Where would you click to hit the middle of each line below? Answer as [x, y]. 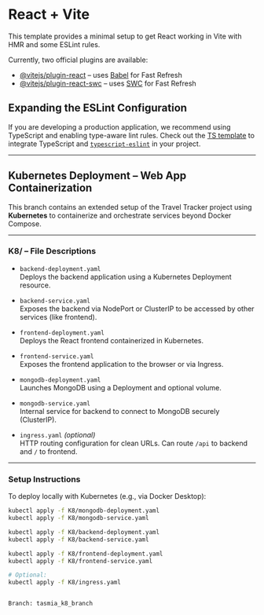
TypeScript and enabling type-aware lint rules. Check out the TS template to [132, 135]
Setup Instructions [44, 479]
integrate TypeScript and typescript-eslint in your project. [104, 144]
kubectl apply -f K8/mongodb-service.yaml [79, 518]
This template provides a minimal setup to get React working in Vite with [125, 36]
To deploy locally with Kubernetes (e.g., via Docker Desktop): [107, 496]
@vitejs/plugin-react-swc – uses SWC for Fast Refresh [108, 83]
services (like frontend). [58, 317]
